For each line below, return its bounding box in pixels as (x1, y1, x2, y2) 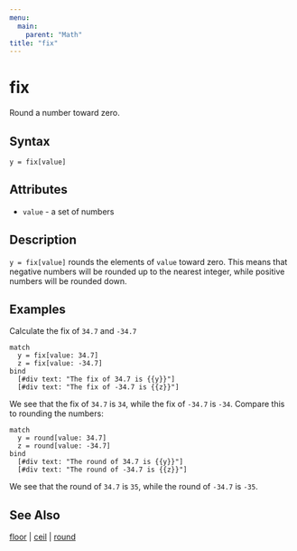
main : (17, 22, 39, 31)
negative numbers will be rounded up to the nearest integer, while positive (9, 266, 285, 277)
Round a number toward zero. (9, 108, 120, 119)
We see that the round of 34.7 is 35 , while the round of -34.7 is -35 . (9, 481, 259, 492)
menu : (9, 13, 30, 23)
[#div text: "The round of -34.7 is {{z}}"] (17, 465, 188, 475)
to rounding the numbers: (9, 408, 104, 419)
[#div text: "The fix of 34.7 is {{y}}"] (17, 375, 176, 385)
